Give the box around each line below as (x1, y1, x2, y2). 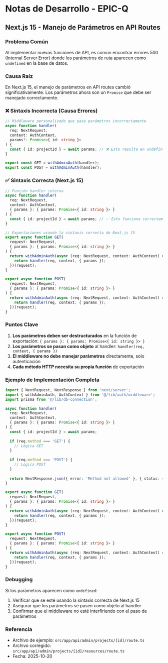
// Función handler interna (5, 188, 64, 193)
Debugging (5, 576, 33, 583)
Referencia (5, 626, 32, 633)
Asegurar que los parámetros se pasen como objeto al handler (12, 602, 141, 608)
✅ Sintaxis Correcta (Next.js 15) (5, 177, 83, 184)
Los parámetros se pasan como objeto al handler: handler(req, (12, 343, 145, 349)
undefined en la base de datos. (5, 60, 68, 66)
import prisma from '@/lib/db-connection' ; (5, 397, 97, 402)
